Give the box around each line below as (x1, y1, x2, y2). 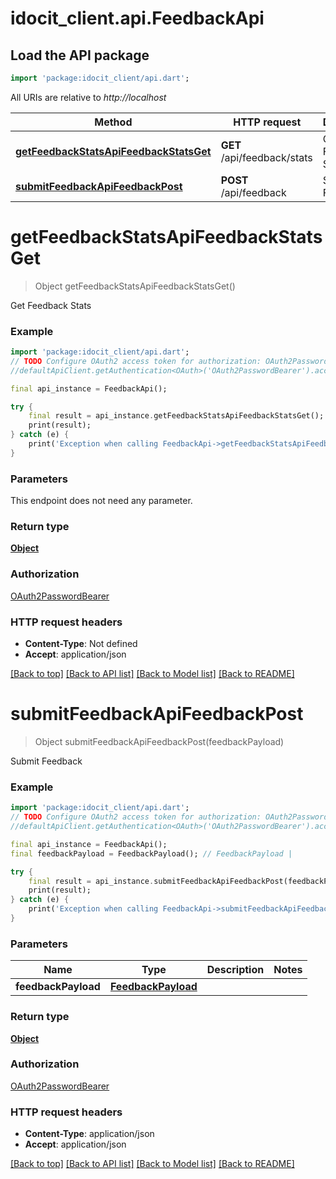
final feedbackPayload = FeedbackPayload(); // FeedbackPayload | (10, 848, 293, 859)
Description (206, 963, 265, 977)
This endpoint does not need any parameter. (10, 495, 193, 507)
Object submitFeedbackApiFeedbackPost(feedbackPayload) (34, 735, 285, 747)
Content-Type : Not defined (24, 638, 138, 650)
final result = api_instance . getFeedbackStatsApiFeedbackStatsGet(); (28, 411, 325, 421)
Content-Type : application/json (24, 1128, 155, 1140)
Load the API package (10, 47, 150, 64)
